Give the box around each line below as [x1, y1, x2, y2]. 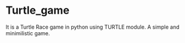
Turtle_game [5, 4, 70, 17]
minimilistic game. [5, 29, 50, 36]
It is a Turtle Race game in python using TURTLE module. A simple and [5, 23, 180, 30]
